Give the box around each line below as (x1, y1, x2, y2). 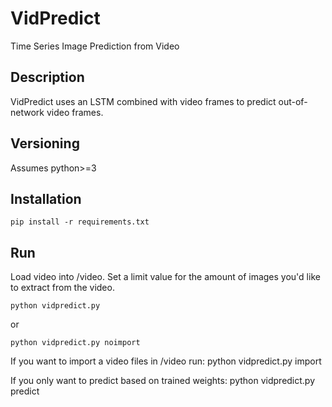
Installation (10, 190, 82, 207)
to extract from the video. (10, 282, 115, 294)
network (10, 106, 45, 118)
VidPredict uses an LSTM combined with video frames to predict (10, 95, 277, 107)
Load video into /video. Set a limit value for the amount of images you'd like (10, 271, 321, 283)
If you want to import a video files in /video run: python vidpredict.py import (10, 355, 322, 367)
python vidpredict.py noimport (10, 338, 141, 348)
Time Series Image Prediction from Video (10, 40, 180, 52)
